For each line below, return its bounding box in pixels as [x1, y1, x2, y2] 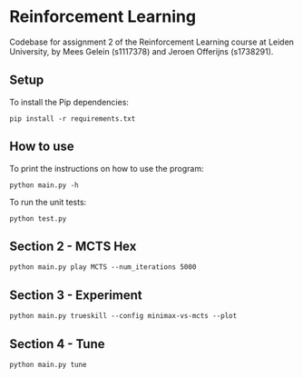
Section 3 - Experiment [9, 287, 142, 303]
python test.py [9, 214, 67, 224]
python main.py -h [9, 180, 79, 190]
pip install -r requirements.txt [9, 114, 136, 124]
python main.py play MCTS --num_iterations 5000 [9, 263, 197, 272]
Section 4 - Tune [9, 336, 106, 352]
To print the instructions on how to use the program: [9, 163, 204, 174]
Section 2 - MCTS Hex [9, 238, 137, 254]
